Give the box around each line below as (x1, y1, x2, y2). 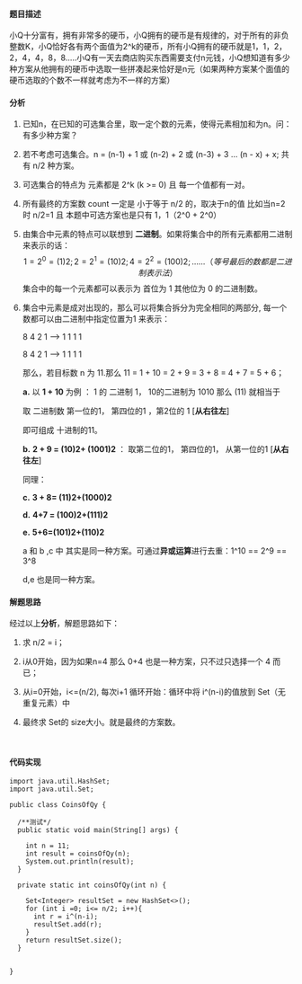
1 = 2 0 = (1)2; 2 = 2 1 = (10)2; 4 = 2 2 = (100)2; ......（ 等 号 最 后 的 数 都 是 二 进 (23, 254, 292, 267)
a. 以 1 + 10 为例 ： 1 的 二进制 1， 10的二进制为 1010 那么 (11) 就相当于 (22, 386, 281, 397)
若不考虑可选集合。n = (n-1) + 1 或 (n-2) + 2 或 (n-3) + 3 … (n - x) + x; (22, 149, 280, 160)
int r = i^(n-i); (32, 912, 99, 921)
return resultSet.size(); (25, 935, 123, 945)
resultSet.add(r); (32, 920, 102, 929)
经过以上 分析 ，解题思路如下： (9, 618, 120, 629)
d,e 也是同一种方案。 (22, 574, 101, 585)
